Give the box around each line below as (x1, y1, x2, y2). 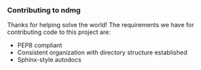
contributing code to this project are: (7, 28, 112, 36)
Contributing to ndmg (7, 5, 81, 15)
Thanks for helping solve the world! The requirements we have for (7, 21, 195, 29)
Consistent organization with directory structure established (17, 48, 188, 56)
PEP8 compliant (17, 41, 63, 50)
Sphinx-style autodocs (17, 56, 82, 64)
